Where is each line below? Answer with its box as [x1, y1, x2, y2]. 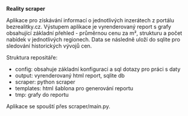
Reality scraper [6, 5, 45, 12]
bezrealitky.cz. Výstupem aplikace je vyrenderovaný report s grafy [6, 23, 172, 30]
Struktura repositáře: [6, 54, 58, 61]
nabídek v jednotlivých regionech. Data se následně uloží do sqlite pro [6, 36, 181, 43]
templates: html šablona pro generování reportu [14, 85, 134, 92]
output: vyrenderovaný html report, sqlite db [14, 72, 125, 79]
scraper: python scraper [14, 78, 75, 85]
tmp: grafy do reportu [14, 91, 69, 98]
